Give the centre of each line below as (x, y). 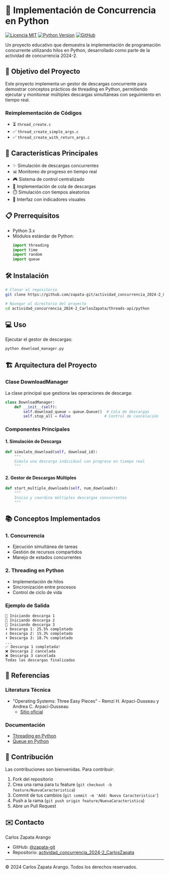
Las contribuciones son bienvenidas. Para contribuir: (60, 769)
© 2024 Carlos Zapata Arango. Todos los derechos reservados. (71, 867)
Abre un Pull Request (34, 806)
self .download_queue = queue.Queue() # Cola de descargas (87, 411)
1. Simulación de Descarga (33, 441)
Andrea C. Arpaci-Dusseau (40, 706)
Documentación (25, 725)
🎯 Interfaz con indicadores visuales (49, 199)
